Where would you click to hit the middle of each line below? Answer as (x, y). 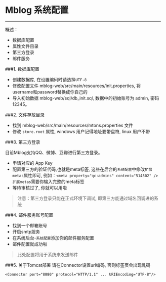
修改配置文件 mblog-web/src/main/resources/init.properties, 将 (76, 86)
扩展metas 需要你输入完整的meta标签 (48, 182)
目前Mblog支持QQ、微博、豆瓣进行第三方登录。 (54, 152)
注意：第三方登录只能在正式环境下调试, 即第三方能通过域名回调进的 (85, 198)
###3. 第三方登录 (23, 142)
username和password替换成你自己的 (50, 92)
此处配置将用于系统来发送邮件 (47, 254)
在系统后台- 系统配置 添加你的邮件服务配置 (53, 237)
